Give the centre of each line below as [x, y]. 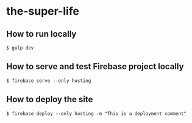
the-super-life [43, 11]
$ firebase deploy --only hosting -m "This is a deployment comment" [97, 114]
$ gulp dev [20, 48]
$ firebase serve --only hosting [49, 81]
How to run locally [41, 34]
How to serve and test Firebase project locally [95, 66]
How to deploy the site [50, 99]
